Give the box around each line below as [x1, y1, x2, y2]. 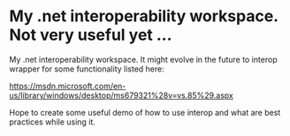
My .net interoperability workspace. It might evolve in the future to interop [9, 54, 278, 64]
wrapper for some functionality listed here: [9, 64, 165, 74]
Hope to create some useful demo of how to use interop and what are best [9, 107, 281, 117]
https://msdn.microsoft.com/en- [9, 80, 126, 91]
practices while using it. [9, 117, 95, 127]
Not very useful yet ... [9, 25, 172, 45]
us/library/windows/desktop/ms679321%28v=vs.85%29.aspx [9, 90, 234, 101]
